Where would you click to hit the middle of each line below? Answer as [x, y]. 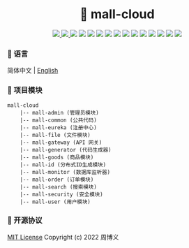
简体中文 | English [33, 71]
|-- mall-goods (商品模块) [57, 157]
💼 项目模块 [25, 90]
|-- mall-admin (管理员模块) [59, 112]
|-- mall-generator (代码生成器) [66, 149]
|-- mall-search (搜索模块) [59, 187]
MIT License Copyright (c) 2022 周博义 [63, 237]
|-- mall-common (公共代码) [59, 120]
